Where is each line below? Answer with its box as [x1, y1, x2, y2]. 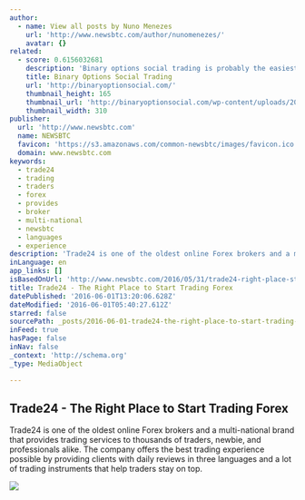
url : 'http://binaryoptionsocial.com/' [25, 81, 177, 90]
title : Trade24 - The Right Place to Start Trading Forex [9, 283, 233, 292]
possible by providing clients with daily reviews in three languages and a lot [9, 454, 292, 465]
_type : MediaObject [9, 359, 84, 368]
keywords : [9, 156, 47, 166]
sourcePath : [9, 317, 54, 327]
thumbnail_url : [25, 97, 84, 107]
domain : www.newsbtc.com [17, 148, 112, 157]
